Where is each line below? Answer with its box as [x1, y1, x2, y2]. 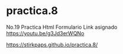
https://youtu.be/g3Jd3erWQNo [6, 29, 84, 36]
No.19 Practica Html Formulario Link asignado [6, 23, 118, 31]
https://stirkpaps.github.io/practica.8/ [6, 41, 98, 48]
